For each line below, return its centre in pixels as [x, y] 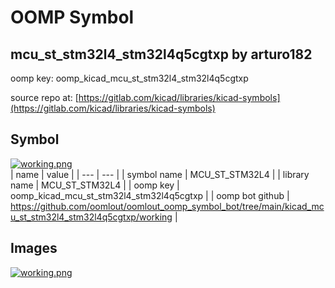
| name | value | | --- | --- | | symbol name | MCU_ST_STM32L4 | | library [160, 174]
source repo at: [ [44, 97]
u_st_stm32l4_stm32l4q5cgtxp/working [91, 217]
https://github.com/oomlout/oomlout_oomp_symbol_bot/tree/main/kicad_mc [167, 206]
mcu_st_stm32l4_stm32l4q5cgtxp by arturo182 [161, 54]
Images [34, 248]
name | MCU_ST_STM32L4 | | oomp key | [95, 185]
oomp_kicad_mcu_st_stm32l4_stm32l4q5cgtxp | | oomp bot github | [150, 195]
